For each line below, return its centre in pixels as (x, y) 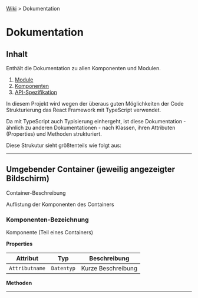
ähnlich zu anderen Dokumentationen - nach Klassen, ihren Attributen (91, 127)
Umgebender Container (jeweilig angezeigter (91, 170)
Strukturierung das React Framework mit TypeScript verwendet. (83, 110)
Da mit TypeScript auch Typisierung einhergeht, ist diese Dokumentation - (96, 121)
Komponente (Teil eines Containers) (49, 232)
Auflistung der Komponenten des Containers (60, 204)
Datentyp (63, 268)
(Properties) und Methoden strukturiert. (54, 134)
